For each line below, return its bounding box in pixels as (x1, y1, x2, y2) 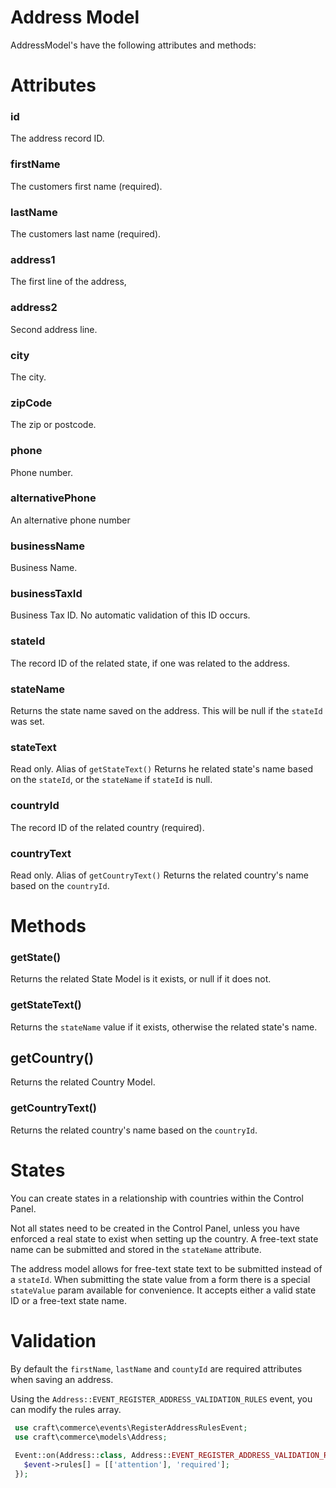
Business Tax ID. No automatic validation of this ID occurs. (10, 609, 251, 621)
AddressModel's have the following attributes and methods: (10, 39, 257, 51)
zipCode (10, 396, 53, 410)
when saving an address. (10, 1373, 114, 1385)
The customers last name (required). (10, 228, 162, 240)
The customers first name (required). (10, 180, 163, 192)
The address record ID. (10, 132, 105, 145)
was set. (10, 715, 45, 727)
